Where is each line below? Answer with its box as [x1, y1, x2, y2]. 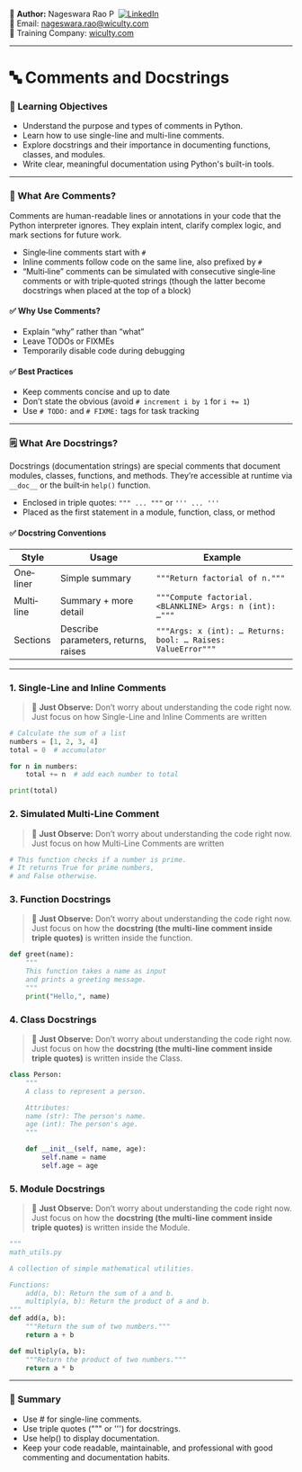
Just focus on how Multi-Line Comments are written [31, 838, 225, 848]
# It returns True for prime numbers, [9, 864, 155, 873]
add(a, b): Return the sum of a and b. [25, 1288, 175, 1297]
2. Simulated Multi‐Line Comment [9, 808, 160, 821]
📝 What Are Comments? [9, 190, 117, 202]
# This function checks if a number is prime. [9, 855, 187, 864]
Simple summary [59, 571, 132, 584]
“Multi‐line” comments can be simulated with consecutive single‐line [22, 265, 276, 276]
